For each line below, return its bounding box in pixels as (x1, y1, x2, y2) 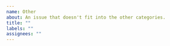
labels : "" (6, 25, 34, 32)
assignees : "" (6, 31, 42, 37)
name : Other (6, 8, 36, 15)
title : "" (6, 20, 31, 26)
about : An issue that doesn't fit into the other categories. (6, 14, 166, 20)
